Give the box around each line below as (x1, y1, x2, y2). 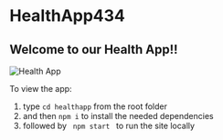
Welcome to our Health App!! (9, 42, 178, 57)
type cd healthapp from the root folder (22, 101, 167, 112)
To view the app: (9, 84, 72, 94)
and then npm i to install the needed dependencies (22, 111, 214, 121)
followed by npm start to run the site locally (22, 120, 195, 131)
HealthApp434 (9, 5, 126, 26)
